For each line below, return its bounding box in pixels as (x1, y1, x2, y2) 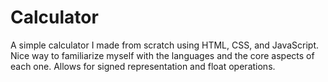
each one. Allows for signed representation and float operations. (10, 60, 276, 72)
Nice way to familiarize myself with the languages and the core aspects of (10, 49, 315, 61)
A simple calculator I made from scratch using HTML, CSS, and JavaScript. (10, 39, 320, 51)
